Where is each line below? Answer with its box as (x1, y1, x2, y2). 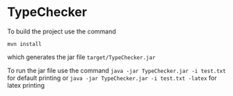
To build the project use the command (7, 27, 116, 35)
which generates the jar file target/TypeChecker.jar (7, 53, 156, 61)
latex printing (7, 81, 45, 89)
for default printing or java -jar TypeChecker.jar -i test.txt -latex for (7, 74, 217, 82)
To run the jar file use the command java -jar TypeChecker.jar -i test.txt (7, 66, 226, 74)
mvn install (7, 40, 42, 47)
